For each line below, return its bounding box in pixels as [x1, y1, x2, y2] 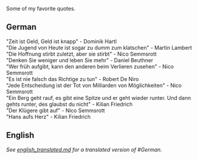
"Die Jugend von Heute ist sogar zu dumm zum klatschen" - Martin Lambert [6, 44, 193, 51]
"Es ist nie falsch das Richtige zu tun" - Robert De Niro [6, 75, 139, 82]
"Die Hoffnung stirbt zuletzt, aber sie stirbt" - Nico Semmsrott [6, 50, 157, 57]
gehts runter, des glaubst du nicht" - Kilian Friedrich [6, 100, 133, 108]
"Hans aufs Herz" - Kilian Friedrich [6, 113, 91, 120]
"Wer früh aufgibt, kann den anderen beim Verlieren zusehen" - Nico [6, 63, 174, 70]
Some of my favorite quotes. [6, 5, 76, 12]
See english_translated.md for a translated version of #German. [6, 146, 162, 153]
